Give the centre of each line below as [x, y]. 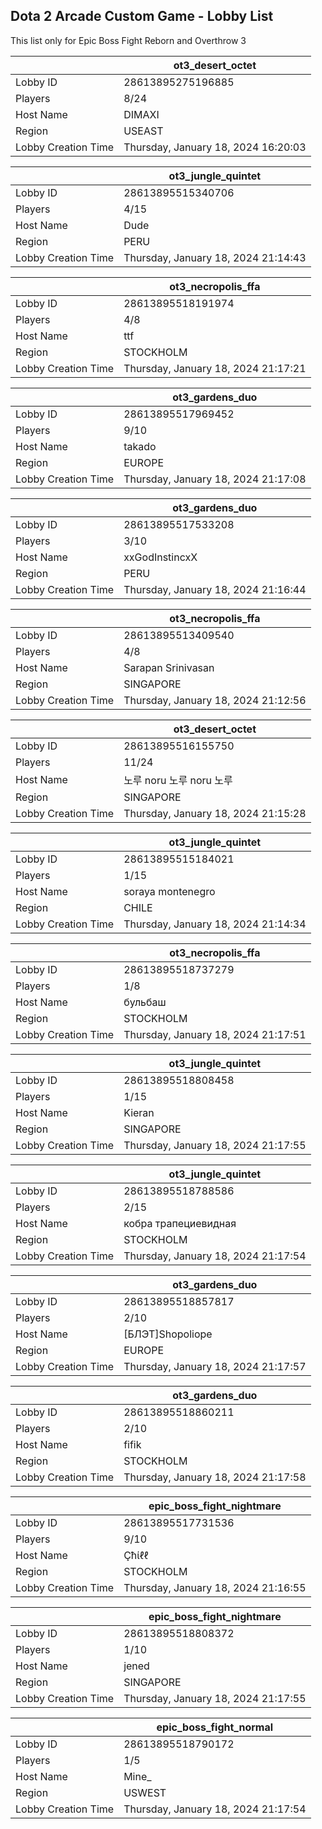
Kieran [139, 1112]
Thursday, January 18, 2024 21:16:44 [215, 589]
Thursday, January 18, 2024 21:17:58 [215, 1477]
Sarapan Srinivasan [169, 667]
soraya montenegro [169, 891]
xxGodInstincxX [160, 557]
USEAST [143, 131]
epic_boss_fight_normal [215, 1727]
